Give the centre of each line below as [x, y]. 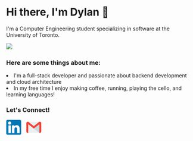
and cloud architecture [34, 82]
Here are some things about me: [54, 62]
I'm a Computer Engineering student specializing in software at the [88, 29]
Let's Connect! [28, 110]
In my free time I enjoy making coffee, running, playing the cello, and [98, 88]
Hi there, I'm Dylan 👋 [57, 12]
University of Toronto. [33, 35]
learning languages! [30, 95]
